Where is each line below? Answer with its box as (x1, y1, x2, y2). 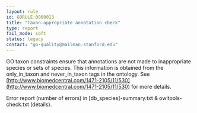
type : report (6, 25, 39, 31)
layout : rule (6, 8, 39, 15)
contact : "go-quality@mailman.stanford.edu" (6, 42, 118, 48)
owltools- (159, 94, 183, 101)
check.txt (6, 101, 30, 108)
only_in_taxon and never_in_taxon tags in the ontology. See (6, 70, 150, 78)
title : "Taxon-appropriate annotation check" (6, 20, 120, 25)
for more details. (131, 83, 171, 90)
